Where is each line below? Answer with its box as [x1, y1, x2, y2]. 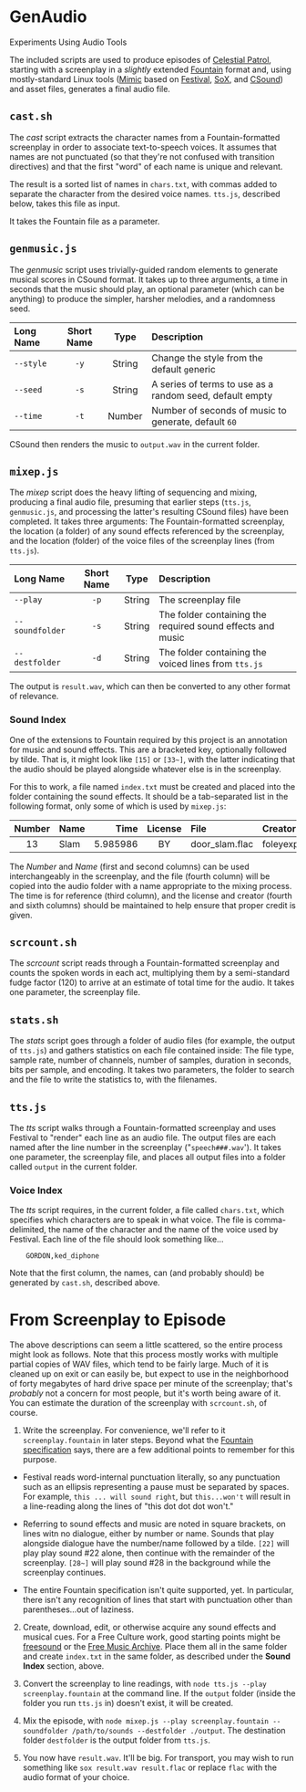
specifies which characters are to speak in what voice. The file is [9, 1214, 253, 1225]
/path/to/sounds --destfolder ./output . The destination [71, 1725, 286, 1736]
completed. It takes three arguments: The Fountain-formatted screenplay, [9, 516, 285, 527]
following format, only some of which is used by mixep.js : [9, 801, 227, 812]
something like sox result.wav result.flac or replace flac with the [22, 1762, 278, 1773]
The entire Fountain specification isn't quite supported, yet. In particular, [22, 1585, 294, 1596]
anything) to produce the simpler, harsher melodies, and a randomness [9, 293, 276, 304]
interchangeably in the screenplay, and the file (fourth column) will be [9, 870, 270, 882]
